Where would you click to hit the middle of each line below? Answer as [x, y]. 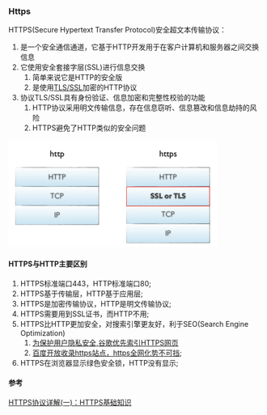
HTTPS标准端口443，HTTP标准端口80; [86, 283]
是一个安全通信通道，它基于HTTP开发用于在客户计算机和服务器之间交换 [140, 47]
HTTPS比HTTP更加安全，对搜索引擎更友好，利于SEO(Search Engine [134, 324]
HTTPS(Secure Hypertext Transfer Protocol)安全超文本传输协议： [117, 30]
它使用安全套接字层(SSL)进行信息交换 [83, 67]
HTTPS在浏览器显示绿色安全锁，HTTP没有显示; [99, 362]
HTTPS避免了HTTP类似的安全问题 [89, 128]
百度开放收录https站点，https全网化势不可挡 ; [107, 353]
